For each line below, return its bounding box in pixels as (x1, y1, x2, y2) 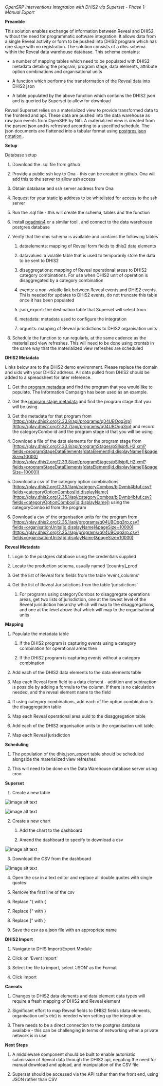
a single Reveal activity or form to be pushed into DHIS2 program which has (5, 38, 157, 44)
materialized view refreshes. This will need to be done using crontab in (12, 340, 154, 346)
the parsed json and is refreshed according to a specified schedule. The (5, 123, 150, 129)
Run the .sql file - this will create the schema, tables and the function (12, 209, 150, 215)
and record (132, 424, 155, 429)
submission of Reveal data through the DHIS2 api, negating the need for (12, 1057, 157, 1062)
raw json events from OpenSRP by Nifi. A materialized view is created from (5, 118, 155, 123)
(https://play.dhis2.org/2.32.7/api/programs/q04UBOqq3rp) (12, 424, 132, 429)
